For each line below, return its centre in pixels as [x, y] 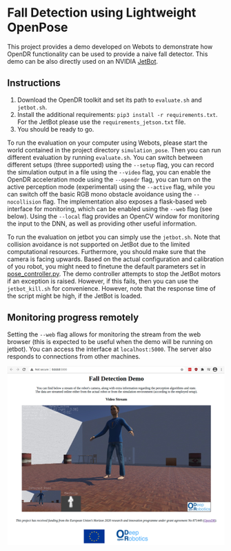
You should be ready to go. [56, 129]
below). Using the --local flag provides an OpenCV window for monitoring [113, 216]
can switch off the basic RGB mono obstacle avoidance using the [100, 194]
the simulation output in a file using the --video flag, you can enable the [109, 172]
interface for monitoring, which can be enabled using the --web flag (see [110, 208]
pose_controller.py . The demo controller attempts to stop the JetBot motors [114, 273]
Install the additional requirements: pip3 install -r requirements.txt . [117, 114]
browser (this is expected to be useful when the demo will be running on [110, 341]
